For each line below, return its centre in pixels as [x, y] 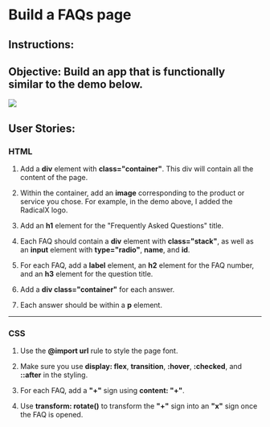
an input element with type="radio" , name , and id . [105, 250]
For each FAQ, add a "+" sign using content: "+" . [102, 391]
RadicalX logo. [44, 210]
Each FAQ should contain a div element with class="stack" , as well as [137, 241]
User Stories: [42, 128]
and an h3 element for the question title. [86, 274]
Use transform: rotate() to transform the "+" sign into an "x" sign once [139, 406]
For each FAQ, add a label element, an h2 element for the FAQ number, [137, 265]
